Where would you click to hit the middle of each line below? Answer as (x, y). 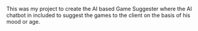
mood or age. (23, 22)
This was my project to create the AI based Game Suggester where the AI (99, 9)
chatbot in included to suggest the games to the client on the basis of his (98, 15)
